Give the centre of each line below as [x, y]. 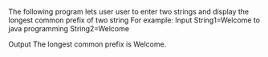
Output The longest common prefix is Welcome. [87, 44]
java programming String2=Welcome [69, 28]
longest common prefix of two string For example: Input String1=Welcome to [134, 20]
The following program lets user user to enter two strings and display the [129, 12]
